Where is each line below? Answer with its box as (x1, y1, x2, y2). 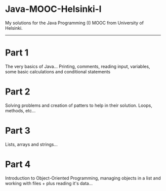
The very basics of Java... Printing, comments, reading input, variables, (5, 63, 150, 69)
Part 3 (5, 125, 31, 136)
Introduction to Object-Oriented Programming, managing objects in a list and (5, 175, 161, 181)
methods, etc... (5, 107, 36, 113)
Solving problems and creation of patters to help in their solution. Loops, (5, 102, 152, 108)
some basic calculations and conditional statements (5, 68, 111, 75)
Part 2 (5, 86, 31, 97)
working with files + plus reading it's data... (5, 180, 93, 186)
